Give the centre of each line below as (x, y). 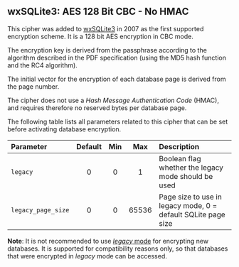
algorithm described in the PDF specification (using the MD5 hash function (117, 58)
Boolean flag (180, 158)
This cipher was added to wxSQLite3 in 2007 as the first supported (106, 28)
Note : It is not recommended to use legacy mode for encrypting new (108, 241)
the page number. (33, 86)
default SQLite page (192, 214)
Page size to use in (190, 197)
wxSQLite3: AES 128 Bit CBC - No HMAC (98, 12)
